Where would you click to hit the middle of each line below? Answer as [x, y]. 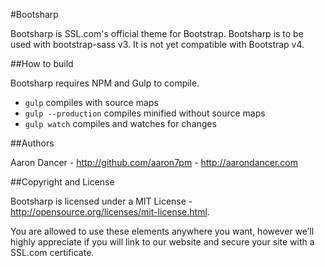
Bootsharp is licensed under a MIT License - [101, 201]
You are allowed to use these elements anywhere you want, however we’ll [162, 231]
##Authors [32, 143]
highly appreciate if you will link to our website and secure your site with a [162, 242]
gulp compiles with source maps [91, 102]
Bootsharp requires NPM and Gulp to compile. [105, 83]
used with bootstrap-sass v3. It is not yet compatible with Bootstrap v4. [157, 44]
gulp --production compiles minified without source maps [145, 113]
